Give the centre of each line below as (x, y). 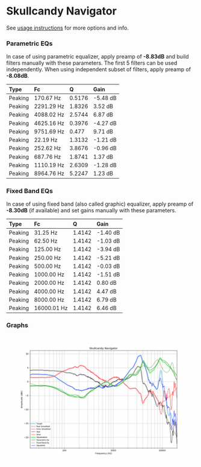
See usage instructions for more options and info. (68, 28)
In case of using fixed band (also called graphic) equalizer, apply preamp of (100, 204)
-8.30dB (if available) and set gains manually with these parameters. (91, 211)
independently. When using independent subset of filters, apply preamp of (99, 69)
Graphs (17, 325)
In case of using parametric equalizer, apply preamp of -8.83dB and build (97, 57)
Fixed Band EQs (29, 191)
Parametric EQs (29, 43)
